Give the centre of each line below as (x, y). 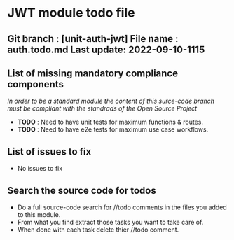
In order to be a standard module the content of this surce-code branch (111, 101)
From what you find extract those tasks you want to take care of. (110, 223)
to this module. (39, 215)
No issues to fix (40, 169)
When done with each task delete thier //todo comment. (98, 230)
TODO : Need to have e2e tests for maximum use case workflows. (113, 129)
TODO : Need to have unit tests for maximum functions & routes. (110, 122)
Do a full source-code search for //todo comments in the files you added (122, 207)
